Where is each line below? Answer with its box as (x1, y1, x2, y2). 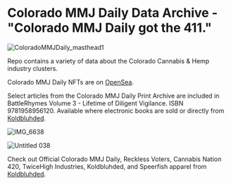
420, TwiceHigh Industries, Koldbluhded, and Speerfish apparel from (7, 162, 207, 170)
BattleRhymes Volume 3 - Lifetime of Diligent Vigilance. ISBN (7, 98, 184, 107)
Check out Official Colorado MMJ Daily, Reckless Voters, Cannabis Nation (7, 155, 222, 163)
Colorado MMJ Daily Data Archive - (7, 5, 218, 21)
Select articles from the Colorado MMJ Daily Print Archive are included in (7, 91, 220, 100)
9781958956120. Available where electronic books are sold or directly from (7, 106, 225, 115)
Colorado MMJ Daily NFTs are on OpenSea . (7, 77, 134, 86)
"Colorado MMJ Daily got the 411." (7, 20, 213, 36)
